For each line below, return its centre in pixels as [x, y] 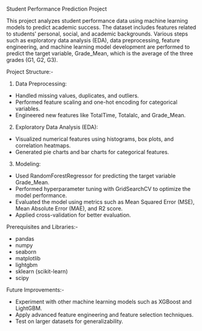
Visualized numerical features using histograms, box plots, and [94, 139]
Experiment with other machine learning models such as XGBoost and [103, 302]
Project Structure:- [30, 72]
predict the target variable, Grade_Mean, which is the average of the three [100, 53]
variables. [28, 109]
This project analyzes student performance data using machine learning [97, 21]
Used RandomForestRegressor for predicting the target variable [95, 176]
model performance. [41, 195]
